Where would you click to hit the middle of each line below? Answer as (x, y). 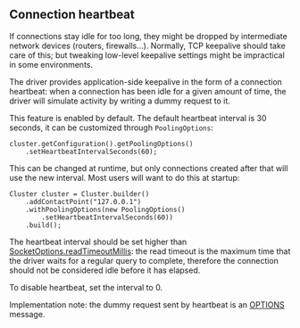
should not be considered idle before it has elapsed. (105, 270)
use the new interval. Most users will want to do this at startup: (125, 177)
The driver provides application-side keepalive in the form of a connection (146, 82)
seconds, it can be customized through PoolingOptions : (111, 127)
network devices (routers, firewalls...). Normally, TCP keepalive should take (147, 45)
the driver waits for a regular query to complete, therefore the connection (144, 260)
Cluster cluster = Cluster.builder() (79, 194)
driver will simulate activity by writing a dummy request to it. (120, 101)
